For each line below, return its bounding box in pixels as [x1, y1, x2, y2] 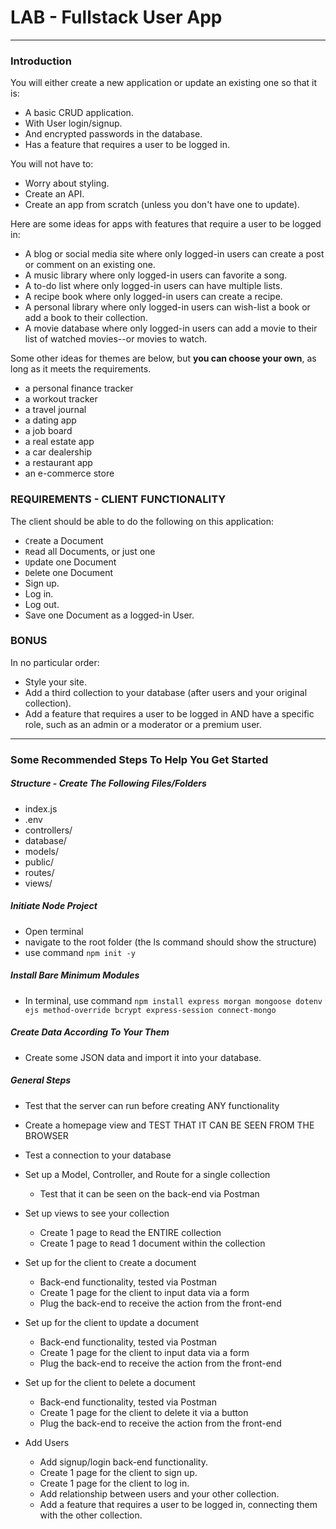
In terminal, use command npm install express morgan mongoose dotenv [24, 994, 323, 1006]
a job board [24, 425, 73, 437]
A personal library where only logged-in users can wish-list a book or [24, 301, 311, 313]
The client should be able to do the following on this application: [10, 515, 274, 527]
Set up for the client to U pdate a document [24, 1316, 200, 1328]
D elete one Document [24, 566, 114, 578]
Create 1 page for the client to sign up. [39, 1466, 198, 1478]
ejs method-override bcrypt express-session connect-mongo [24, 1005, 277, 1015]
